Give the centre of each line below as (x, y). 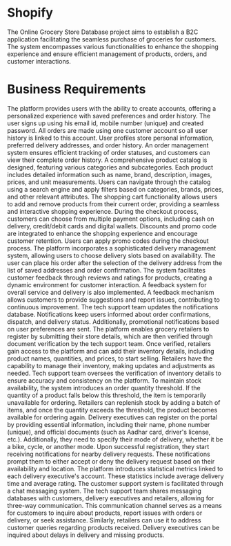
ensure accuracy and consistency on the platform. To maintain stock (104, 380)
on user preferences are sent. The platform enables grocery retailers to (108, 329)
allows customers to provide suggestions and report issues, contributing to (114, 300)
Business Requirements (77, 90)
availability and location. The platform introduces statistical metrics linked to (115, 468)
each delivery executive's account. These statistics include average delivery (115, 476)
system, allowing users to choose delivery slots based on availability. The (111, 255)
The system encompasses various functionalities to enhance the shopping (113, 46)
